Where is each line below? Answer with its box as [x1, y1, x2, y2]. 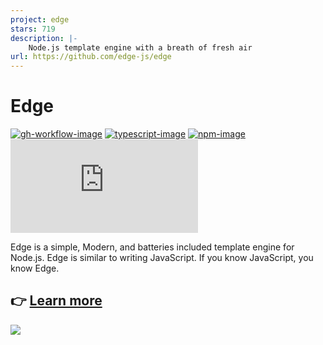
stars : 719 [10, 24, 56, 34]
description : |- [10, 33, 78, 43]
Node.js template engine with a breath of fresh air [28, 42, 253, 53]
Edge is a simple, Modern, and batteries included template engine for [10, 241, 295, 253]
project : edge [10, 14, 70, 25]
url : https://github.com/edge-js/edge [10, 52, 172, 62]
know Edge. [10, 262, 60, 275]
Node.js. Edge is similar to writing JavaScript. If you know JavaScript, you [10, 252, 314, 264]
